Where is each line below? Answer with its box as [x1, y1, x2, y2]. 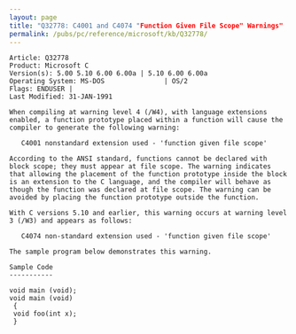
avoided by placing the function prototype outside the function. [9, 193, 260, 202]
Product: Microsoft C [9, 61, 90, 71]
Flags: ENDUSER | [9, 85, 74, 94]
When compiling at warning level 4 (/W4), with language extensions [9, 108, 268, 117]
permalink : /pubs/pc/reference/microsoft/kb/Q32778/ [9, 29, 208, 38]
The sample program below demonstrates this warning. [9, 247, 213, 257]
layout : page [9, 12, 58, 22]
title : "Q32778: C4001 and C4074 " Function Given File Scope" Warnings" [9, 21, 284, 30]
